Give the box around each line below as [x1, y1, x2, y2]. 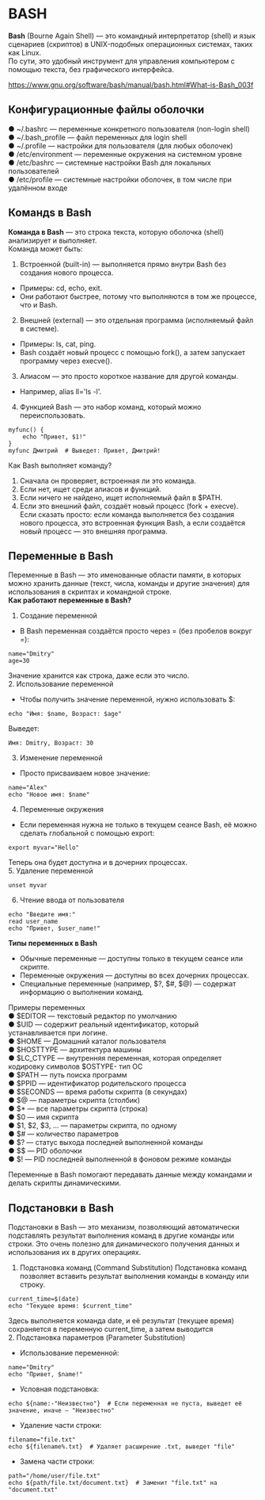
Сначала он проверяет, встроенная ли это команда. [19, 476, 196, 485]
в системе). [19, 323, 59, 333]
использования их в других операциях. [8, 1248, 142, 1257]
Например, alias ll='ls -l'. [19, 386, 102, 396]
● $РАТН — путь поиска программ [8, 1070, 127, 1080]
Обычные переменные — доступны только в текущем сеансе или [19, 954, 244, 963]
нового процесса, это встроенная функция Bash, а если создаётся [19, 518, 246, 527]
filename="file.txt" [8, 1436, 77, 1444]
